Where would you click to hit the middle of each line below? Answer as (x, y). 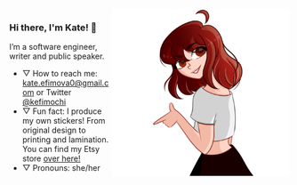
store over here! (51, 158)
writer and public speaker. (57, 56)
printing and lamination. (65, 140)
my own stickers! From (64, 121)
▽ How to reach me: (60, 74)
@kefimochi (44, 102)
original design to (54, 130)
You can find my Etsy (61, 149)
